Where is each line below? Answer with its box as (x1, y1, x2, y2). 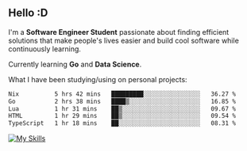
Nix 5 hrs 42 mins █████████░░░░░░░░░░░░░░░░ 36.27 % (8, 90, 237, 98)
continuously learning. (8, 43, 82, 54)
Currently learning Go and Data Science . (8, 59, 142, 69)
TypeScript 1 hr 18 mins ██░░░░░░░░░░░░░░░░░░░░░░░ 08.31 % (8, 119, 237, 127)
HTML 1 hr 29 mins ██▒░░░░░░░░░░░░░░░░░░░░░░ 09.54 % (8, 112, 237, 120)
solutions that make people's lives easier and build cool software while (8, 36, 240, 45)
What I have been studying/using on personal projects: (8, 74, 188, 84)
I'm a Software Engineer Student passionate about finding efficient (8, 27, 230, 36)
